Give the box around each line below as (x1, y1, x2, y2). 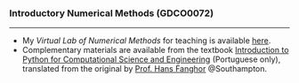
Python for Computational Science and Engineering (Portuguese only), (21, 54, 281, 64)
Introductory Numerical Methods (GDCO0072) (9, 7, 214, 19)
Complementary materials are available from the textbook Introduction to (21, 45, 289, 56)
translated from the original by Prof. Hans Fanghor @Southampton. (21, 64, 268, 74)
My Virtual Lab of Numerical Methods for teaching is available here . (21, 35, 271, 46)
